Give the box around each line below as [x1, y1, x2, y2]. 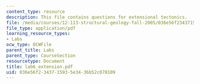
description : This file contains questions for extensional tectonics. [6, 14, 187, 20]
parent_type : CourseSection [6, 53, 76, 59]
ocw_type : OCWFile [6, 42, 52, 48]
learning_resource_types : [6, 31, 70, 37]
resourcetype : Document [6, 58, 65, 64]
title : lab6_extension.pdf [6, 63, 73, 70]
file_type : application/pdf [6, 25, 76, 31]
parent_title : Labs [6, 47, 55, 53]
